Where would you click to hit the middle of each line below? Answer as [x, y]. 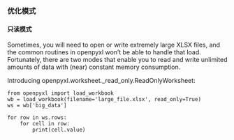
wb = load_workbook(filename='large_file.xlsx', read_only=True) [104, 100]
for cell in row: [45, 124]
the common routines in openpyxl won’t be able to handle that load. [104, 52]
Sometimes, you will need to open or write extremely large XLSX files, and [114, 45]
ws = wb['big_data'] [37, 106]
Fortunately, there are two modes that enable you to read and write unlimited [117, 60]
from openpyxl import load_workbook [60, 93]
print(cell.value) [59, 130]
